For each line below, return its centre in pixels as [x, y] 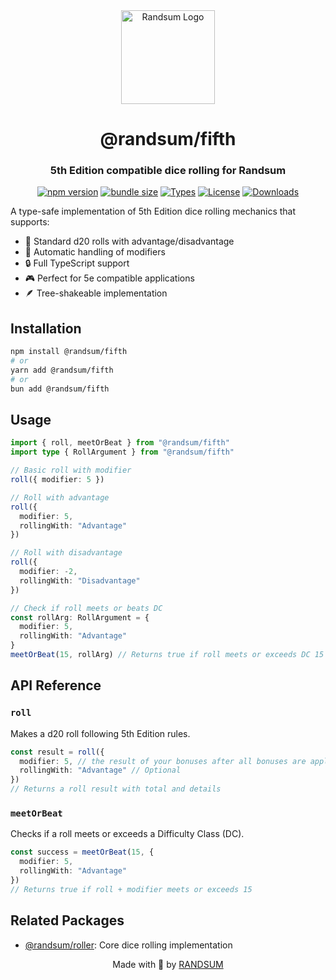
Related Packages [67, 920]
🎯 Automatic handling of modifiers [95, 252]
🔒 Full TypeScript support [77, 263]
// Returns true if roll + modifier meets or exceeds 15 [131, 889]
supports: [30, 222]
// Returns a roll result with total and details [116, 789]
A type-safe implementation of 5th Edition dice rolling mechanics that [153, 211]
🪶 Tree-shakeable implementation [96, 293]
